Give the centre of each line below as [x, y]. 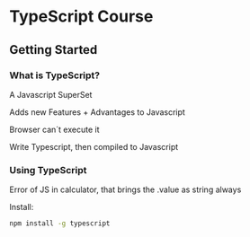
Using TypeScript [48, 170]
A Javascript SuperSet [51, 94]
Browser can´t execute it [54, 129]
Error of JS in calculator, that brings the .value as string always [125, 189]
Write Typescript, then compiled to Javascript [94, 146]
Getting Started [54, 50]
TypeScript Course [81, 17]
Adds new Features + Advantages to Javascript [98, 112]
